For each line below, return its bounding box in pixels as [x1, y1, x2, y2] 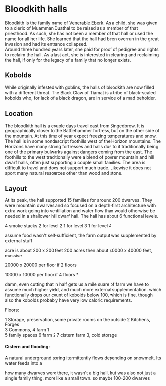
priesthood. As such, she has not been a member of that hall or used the [5, 30, 153, 36]
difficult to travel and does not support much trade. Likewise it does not [5, 165, 151, 171]
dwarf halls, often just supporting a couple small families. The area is [5, 159, 146, 165]
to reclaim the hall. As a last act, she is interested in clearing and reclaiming [5, 51, 159, 58]
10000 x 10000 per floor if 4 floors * [5, 272, 79, 278]
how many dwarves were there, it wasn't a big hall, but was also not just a [5, 370, 156, 376]
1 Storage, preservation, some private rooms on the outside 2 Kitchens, [5, 317, 150, 322]
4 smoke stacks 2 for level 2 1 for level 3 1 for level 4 [5, 223, 112, 229]
